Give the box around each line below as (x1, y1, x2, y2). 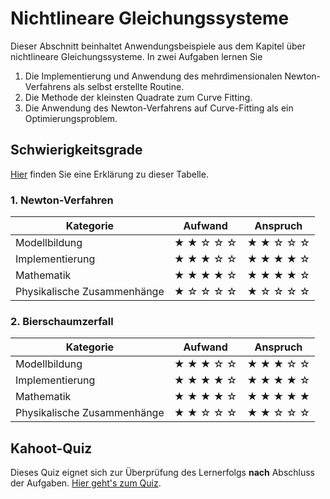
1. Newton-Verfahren (10, 193, 114, 207)
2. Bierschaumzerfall (10, 314, 114, 328)
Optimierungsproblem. (24, 112, 118, 124)
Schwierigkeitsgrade (10, 142, 143, 159)
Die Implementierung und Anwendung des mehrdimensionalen (24, 70, 283, 82)
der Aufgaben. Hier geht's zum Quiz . (10, 477, 162, 489)
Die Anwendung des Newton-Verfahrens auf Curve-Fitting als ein (24, 102, 294, 114)
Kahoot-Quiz (10, 440, 93, 457)
